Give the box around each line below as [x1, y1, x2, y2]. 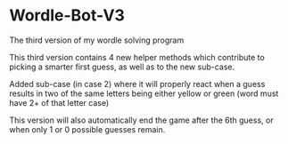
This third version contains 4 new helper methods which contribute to [9, 52, 265, 62]
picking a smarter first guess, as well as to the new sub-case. [9, 61, 235, 72]
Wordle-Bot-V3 [9, 5, 125, 26]
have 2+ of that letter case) [9, 97, 110, 108]
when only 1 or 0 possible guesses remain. [9, 124, 166, 134]
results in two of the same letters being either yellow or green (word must [9, 88, 279, 99]
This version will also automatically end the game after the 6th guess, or [9, 115, 274, 125]
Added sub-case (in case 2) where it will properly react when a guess [9, 78, 266, 89]
